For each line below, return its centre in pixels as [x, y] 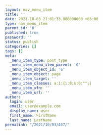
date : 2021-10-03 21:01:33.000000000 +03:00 [52, 19]
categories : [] [21, 46]
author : [13, 97]
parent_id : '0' [21, 28]
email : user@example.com [35, 106]
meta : [11, 56]
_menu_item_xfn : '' [30, 88]
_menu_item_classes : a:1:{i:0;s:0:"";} [51, 83]
